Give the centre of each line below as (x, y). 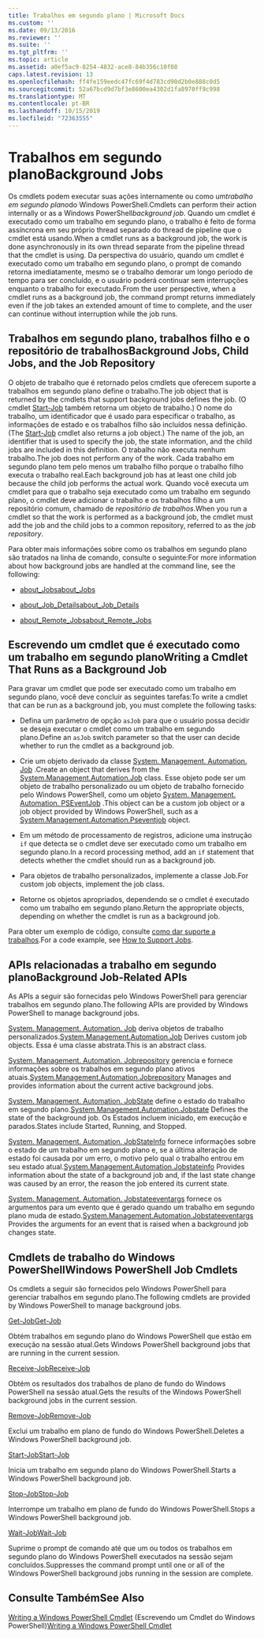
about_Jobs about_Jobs (58, 589)
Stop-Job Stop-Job (39, 1494)
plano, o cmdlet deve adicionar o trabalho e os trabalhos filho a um (117, 500)
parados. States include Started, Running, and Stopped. (98, 1127)
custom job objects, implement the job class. (92, 884)
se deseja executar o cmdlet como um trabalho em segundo (117, 729)
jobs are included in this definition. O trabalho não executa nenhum (117, 449)
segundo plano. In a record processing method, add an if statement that (137, 852)
